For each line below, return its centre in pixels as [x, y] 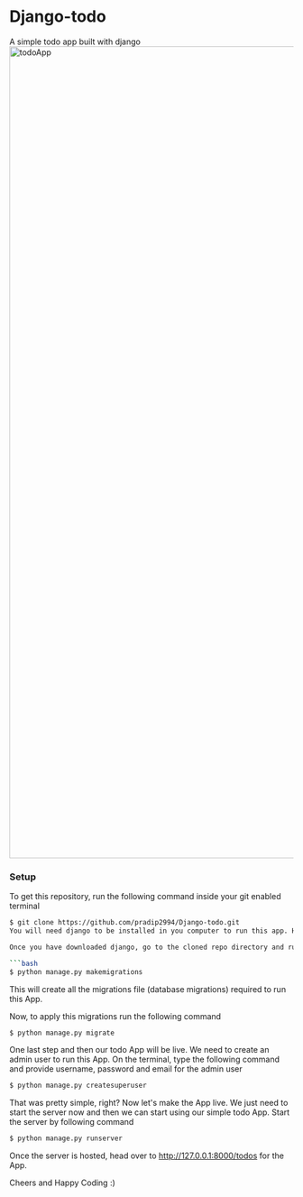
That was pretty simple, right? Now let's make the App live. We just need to [149, 1103]
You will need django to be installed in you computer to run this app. [149, 931]
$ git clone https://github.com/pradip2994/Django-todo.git [125, 923]
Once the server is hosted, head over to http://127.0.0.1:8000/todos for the [147, 1156]
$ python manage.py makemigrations [76, 971]
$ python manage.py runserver [66, 1138]
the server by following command [72, 1122]
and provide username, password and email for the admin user [126, 1069]
